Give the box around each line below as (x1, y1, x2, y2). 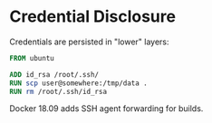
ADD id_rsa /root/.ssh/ (9, 70, 100, 79)
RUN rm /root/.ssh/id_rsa (9, 87, 107, 96)
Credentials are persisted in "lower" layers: (9, 36, 169, 47)
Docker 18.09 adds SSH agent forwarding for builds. (9, 103, 204, 114)
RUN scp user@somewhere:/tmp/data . (9, 79, 148, 88)
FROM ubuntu (9, 53, 54, 62)
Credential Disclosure (9, 6, 177, 27)
